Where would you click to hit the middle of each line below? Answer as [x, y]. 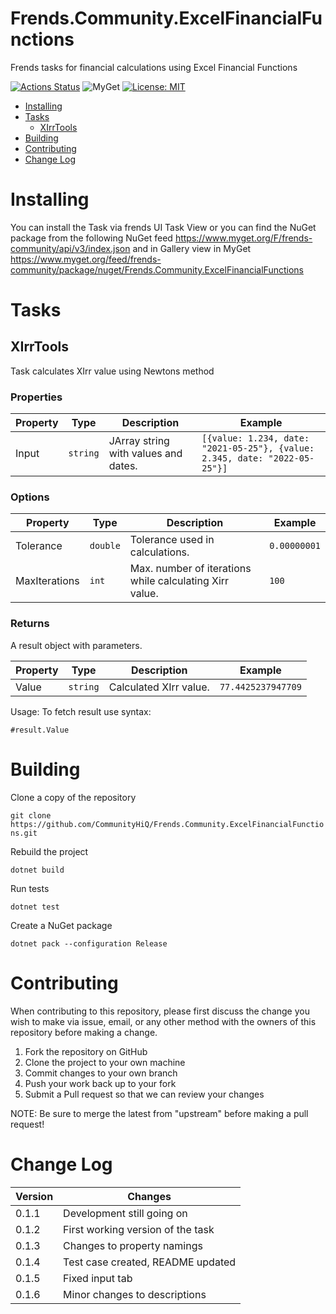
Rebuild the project [49, 851]
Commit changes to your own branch [101, 1073]
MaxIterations [47, 581]
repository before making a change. [84, 1032]
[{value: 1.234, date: [255, 438]
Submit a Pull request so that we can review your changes [144, 1094]
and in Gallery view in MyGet [192, 248]
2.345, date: [232, 458]
